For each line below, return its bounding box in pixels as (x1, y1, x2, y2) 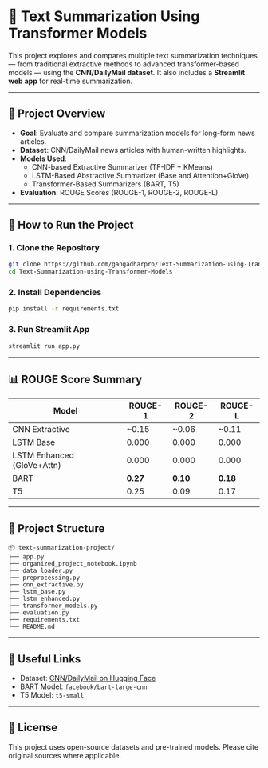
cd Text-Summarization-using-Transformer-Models (8, 268, 173, 276)
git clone (8, 260, 41, 269)
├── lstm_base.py (8, 588, 66, 596)
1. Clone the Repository (8, 242, 100, 254)
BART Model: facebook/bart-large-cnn (19, 682, 148, 691)
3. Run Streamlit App (8, 324, 90, 335)
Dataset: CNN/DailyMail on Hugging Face (19, 673, 156, 682)
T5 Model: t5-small (19, 690, 85, 699)
